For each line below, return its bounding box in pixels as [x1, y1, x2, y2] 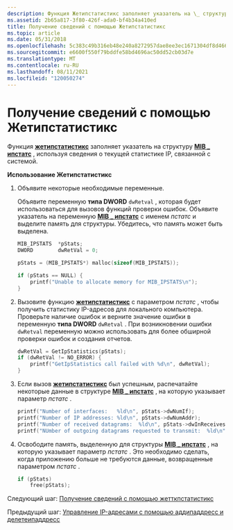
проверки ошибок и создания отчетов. [17, 334, 132, 342]
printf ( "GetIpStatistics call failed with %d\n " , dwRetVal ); [30, 361, 210, 368]
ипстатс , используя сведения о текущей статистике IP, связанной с [7, 150, 212, 158]
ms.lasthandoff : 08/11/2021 [7, 68, 89, 75]
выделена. [17, 227, 49, 235]
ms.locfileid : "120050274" [7, 74, 85, 82]
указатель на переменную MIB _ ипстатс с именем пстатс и [17, 213, 196, 221]
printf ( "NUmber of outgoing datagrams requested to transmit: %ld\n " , [17, 427, 229, 434]
